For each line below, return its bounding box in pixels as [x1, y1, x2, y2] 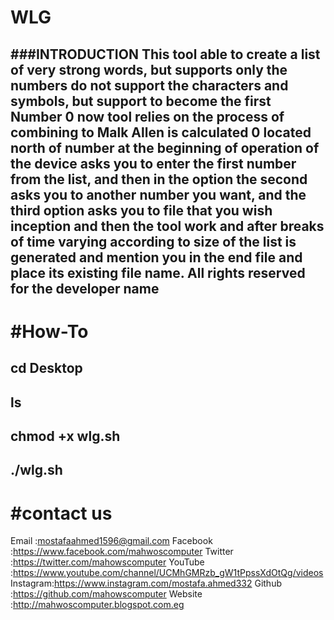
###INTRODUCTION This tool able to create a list [10, 46, 321, 63]
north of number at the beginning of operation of [10, 139, 320, 156]
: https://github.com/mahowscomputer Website [10, 588, 203, 600]
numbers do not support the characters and [10, 77, 289, 94]
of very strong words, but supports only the [10, 61, 288, 78]
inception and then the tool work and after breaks [10, 217, 325, 235]
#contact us [10, 502, 113, 525]
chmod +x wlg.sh [10, 427, 121, 445]
